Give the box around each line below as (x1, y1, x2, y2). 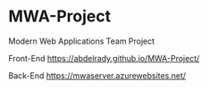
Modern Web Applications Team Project (8, 36, 155, 46)
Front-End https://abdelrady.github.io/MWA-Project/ (8, 53, 200, 63)
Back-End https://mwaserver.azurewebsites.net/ (8, 70, 187, 81)
